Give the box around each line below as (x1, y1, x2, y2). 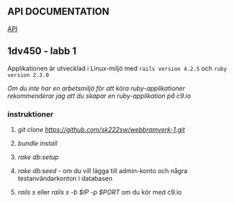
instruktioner (7, 109, 54, 119)
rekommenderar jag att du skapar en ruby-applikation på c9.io (7, 92, 191, 100)
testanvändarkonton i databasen (17, 174, 112, 182)
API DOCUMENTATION (7, 6, 110, 18)
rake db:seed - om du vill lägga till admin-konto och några (17, 166, 188, 175)
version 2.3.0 (7, 71, 50, 79)
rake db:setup (17, 153, 59, 161)
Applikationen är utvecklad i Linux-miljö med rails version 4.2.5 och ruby (7, 64, 228, 72)
